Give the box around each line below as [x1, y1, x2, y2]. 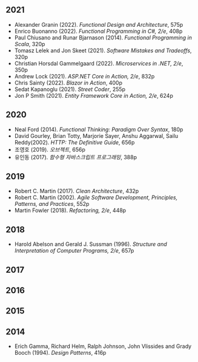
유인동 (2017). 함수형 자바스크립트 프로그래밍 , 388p [14, 153, 137, 160]
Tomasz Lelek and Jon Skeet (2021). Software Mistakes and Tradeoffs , [14, 47, 192, 54]
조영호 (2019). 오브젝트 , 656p [14, 146, 86, 153]
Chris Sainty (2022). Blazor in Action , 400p [14, 79, 122, 86]
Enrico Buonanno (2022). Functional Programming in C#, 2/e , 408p [14, 27, 183, 35]
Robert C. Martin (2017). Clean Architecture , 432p [14, 188, 139, 195]
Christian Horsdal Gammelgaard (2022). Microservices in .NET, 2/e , [14, 60, 183, 67]
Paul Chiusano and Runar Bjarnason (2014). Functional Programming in [14, 33, 192, 41]
